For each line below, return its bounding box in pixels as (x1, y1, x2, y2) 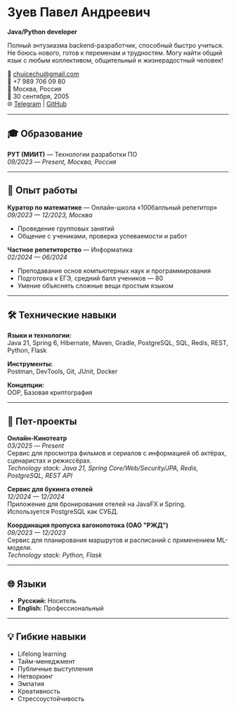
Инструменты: (7, 360, 53, 368)
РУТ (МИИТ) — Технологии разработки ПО (7, 150, 138, 158)
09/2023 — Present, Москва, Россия (7, 157, 117, 166)
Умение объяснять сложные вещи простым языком (17, 281, 174, 290)
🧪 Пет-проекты (7, 415, 77, 427)
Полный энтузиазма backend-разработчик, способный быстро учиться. (7, 41, 224, 49)
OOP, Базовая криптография (7, 388, 93, 397)
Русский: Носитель (17, 597, 77, 605)
